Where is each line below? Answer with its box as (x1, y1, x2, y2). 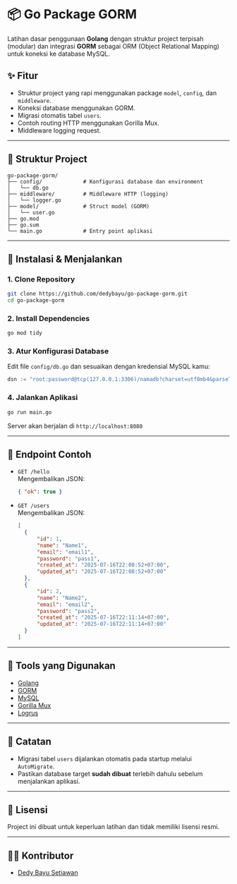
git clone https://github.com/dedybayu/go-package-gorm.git (7, 291, 188, 298)
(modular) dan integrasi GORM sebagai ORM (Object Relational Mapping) (7, 42, 220, 50)
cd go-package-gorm (7, 297, 65, 304)
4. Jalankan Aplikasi (7, 393, 78, 403)
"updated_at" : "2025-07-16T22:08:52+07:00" (36, 568, 167, 576)
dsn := (7, 376, 27, 383)
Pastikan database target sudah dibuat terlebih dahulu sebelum (17, 769, 203, 777)
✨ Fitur (7, 70, 39, 82)
